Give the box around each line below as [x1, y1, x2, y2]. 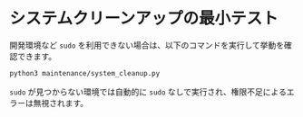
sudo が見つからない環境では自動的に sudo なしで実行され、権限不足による [9, 86, 288, 97]
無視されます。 [33, 97, 89, 108]
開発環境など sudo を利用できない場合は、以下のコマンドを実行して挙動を [9, 40, 285, 50]
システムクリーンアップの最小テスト [9, 8, 279, 29]
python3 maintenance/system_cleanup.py [9, 68, 161, 77]
